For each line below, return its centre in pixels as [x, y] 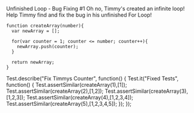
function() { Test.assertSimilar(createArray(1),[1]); [67, 85]
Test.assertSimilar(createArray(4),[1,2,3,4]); [80, 97]
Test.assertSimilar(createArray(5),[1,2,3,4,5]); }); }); [69, 104]
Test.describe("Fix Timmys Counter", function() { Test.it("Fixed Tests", [93, 79]
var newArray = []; [36, 31]
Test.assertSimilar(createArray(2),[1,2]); [55, 91]
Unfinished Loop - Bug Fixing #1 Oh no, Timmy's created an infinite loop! [96, 9]
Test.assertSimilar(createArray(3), [146, 91]
